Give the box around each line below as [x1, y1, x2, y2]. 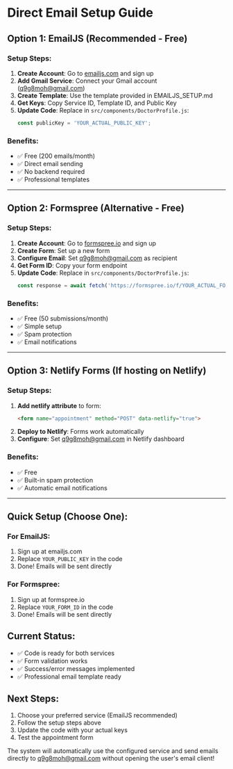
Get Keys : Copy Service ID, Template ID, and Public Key [17, 99, 177, 107]
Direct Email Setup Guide [7, 5, 154, 21]
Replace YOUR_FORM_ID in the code [17, 603, 114, 611]
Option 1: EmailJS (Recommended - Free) [7, 33, 188, 44]
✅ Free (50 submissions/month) [17, 314, 109, 323]
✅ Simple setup [17, 322, 62, 330]
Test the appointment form [17, 734, 94, 742]
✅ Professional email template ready [17, 672, 121, 681]
